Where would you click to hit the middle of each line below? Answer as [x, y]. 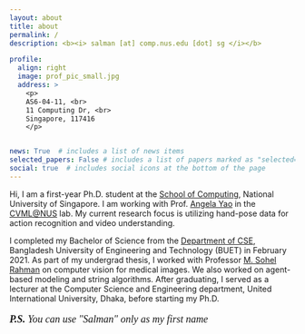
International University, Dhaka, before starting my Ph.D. [114, 298]
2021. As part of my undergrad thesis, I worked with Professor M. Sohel [143, 260]
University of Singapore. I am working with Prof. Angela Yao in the [133, 203]
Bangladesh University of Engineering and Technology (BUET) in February [148, 250]
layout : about [36, 18]
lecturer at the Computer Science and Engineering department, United [141, 289]
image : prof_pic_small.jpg [69, 77]
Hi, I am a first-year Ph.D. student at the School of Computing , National [142, 194]
